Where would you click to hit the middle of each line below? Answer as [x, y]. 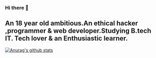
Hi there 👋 [17, 8]
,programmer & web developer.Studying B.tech [78, 31]
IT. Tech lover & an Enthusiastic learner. [67, 38]
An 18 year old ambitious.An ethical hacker [71, 23]
